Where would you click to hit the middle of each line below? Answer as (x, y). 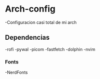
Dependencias (27, 38)
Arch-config (30, 9)
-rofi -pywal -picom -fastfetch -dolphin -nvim (50, 49)
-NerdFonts (16, 72)
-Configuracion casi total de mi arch (41, 22)
